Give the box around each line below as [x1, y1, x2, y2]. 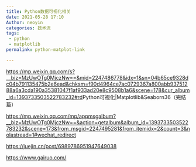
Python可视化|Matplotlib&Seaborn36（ [82, 93, 176, 100]
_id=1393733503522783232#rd [6, 93, 83, 100]
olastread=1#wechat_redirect [6, 131, 77, 138]
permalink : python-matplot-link [6, 47, 85, 53]
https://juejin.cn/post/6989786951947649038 [6, 142, 117, 149]
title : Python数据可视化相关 [6, 8, 71, 15]
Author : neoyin [6, 19, 43, 25]
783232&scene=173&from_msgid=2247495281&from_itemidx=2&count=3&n [6, 125, 190, 132]
